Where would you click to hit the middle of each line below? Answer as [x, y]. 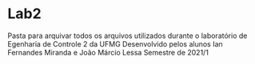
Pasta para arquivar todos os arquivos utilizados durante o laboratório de [127, 36]
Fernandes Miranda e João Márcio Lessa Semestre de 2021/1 [108, 52]
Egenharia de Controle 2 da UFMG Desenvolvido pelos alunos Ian [115, 43]
